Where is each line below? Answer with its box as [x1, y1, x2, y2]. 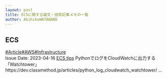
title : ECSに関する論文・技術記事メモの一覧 [5, 12, 89, 17]
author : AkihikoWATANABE [5, 17, 58, 22]
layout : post [5, 7, 33, 13]
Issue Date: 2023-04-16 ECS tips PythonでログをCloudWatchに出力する [5, 55, 156, 61]
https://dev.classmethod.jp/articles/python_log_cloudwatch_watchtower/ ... [5, 67, 162, 73]
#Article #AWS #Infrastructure [5, 49, 66, 55]
